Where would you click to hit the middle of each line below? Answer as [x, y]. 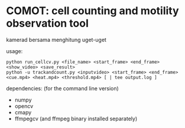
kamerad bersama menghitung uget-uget [56, 40]
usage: [14, 51]
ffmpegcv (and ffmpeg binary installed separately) [76, 119]
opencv [24, 106]
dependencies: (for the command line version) [63, 88]
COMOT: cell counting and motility [92, 11]
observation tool [47, 23]
